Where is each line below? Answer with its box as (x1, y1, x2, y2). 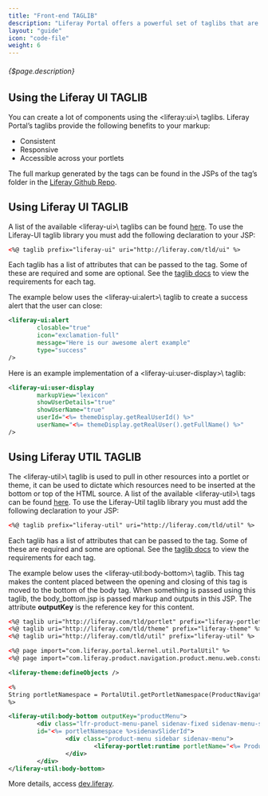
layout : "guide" (8, 26, 62, 34)
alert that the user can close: (8, 301, 103, 310)
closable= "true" (37, 324, 91, 332)
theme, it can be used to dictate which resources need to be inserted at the (8, 480, 256, 490)
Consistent (19, 136, 56, 146)
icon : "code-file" (8, 34, 69, 42)
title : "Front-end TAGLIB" (8, 11, 98, 20)
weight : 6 (8, 42, 41, 50)
